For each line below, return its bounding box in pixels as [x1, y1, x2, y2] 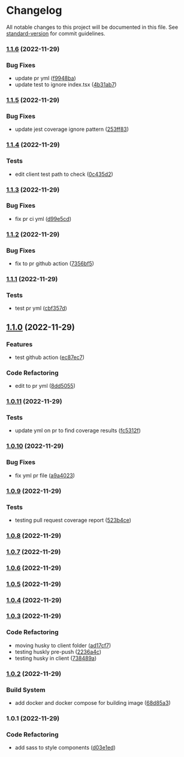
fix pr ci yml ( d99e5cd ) [14, 215, 72, 222]
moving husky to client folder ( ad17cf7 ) [14, 642, 111, 649]
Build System [6, 686, 46, 694]
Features [6, 340, 33, 348]
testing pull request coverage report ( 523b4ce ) [14, 516, 132, 523]
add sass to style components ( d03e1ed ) [14, 744, 116, 751]
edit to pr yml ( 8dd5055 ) [14, 382, 76, 390]
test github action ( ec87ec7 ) [14, 354, 85, 361]
